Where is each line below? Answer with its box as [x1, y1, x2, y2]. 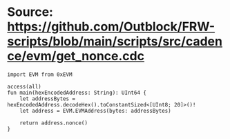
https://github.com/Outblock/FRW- [7, 19, 215, 35]
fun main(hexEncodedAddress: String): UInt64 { [7, 89, 147, 96]
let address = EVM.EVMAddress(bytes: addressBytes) [19, 107, 171, 114]
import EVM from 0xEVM [7, 71, 73, 78]
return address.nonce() [19, 119, 88, 127]
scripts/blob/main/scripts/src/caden [7, 34, 223, 49]
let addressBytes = [19, 95, 76, 102]
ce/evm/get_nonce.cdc [7, 48, 145, 64]
